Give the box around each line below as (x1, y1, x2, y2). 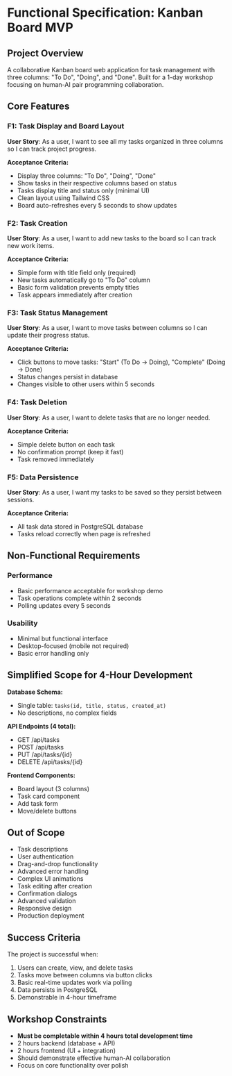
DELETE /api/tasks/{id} (17, 757, 83, 765)
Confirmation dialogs (17, 889, 78, 897)
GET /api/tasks (17, 735, 60, 744)
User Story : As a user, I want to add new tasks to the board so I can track (7, 234, 217, 242)
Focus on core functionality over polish (17, 1061, 129, 1070)
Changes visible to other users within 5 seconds (17, 380, 155, 388)
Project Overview (7, 47, 84, 59)
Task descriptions (17, 845, 69, 854)
